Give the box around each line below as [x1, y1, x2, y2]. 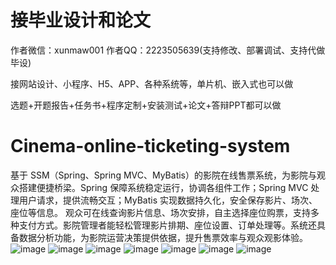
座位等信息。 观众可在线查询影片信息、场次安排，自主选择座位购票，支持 [10, 206, 311, 218]
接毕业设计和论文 [10, 9, 152, 32]
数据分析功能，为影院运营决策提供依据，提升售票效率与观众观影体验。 [18, 231, 308, 243]
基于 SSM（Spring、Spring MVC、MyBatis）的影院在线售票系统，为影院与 [10, 169, 317, 181]
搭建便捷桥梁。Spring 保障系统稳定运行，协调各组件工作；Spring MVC [18, 181, 309, 193]
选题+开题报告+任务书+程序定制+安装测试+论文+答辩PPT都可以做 [10, 99, 282, 111]
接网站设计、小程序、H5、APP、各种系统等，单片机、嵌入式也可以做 [10, 77, 294, 90]
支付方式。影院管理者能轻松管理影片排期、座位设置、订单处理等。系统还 [18, 219, 317, 231]
